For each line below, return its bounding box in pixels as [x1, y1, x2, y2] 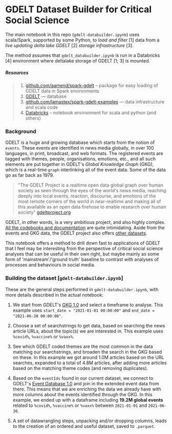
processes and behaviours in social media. [5, 262, 96, 268]
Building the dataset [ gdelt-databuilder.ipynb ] [5, 275, 123, 282]
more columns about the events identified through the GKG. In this [12, 391, 153, 398]
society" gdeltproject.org [17, 209, 71, 216]
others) [25, 115, 41, 121]
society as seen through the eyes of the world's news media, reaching [17, 188, 166, 194]
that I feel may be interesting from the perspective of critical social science [5, 245, 163, 252]
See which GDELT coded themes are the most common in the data [12, 343, 153, 349]
